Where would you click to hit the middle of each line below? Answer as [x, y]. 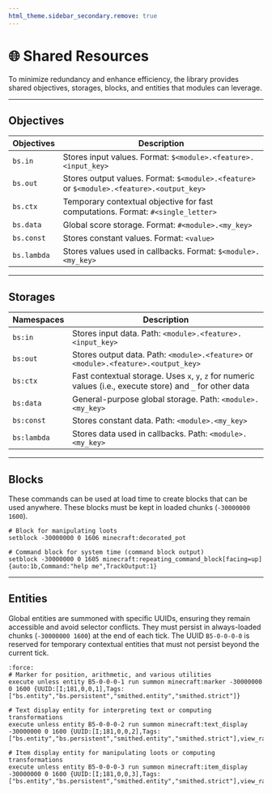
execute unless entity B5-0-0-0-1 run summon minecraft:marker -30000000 [136, 682]
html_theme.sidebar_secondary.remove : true [83, 16]
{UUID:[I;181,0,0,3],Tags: [115, 774]
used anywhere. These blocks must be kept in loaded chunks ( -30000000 [130, 507]
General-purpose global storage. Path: [146, 400]
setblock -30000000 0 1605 [54, 559]
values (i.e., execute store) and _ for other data [161, 386]
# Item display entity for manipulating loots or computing [112, 752]
